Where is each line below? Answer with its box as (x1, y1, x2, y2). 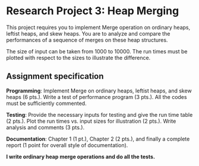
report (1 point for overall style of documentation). (6, 141, 128, 149)
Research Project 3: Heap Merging (6, 4, 179, 18)
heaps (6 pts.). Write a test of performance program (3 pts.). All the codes (6, 93, 187, 100)
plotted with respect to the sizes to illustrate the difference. (6, 54, 151, 61)
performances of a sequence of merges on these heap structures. (6, 36, 168, 43)
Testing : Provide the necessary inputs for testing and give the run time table (6, 111, 193, 118)
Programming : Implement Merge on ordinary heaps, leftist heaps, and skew (6, 87, 192, 94)
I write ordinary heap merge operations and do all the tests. (6, 153, 156, 160)
